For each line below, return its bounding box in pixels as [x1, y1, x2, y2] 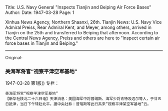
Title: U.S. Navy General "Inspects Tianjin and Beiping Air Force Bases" [5, 4, 151, 10]
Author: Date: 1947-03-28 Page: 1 [5, 9, 74, 15]
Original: [5, 55, 23, 60]
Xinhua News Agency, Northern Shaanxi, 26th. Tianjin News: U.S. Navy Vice [5, 19, 162, 25]
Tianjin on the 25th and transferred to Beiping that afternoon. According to [5, 30, 158, 35]
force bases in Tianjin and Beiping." [5, 40, 78, 46]
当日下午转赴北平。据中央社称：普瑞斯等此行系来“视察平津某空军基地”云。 [19, 102, 151, 107]
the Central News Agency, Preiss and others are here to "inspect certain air [5, 35, 160, 41]
